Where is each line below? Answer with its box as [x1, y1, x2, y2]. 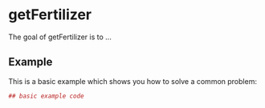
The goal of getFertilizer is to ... [8, 32, 112, 42]
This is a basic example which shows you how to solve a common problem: [8, 76, 257, 86]
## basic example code [8, 92, 84, 100]
